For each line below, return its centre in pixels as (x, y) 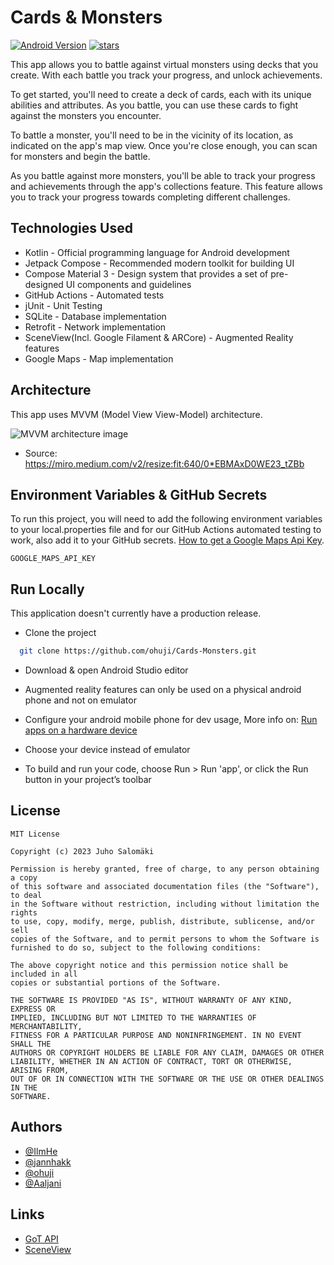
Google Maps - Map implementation (99, 358)
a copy (24, 877)
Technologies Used (71, 228)
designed (44, 284)
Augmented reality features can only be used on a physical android (163, 690)
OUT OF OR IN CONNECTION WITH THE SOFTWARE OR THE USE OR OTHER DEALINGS (167, 1079)
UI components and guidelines (128, 284)
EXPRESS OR (33, 1009)
